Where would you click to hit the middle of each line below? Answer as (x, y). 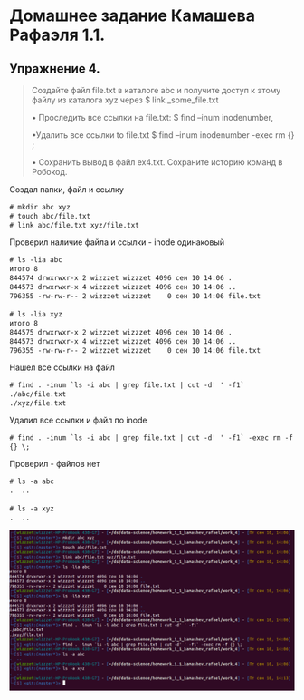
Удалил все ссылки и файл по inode (78, 420)
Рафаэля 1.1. (57, 35)
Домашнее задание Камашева (133, 16)
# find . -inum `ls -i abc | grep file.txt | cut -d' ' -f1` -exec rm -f (152, 438)
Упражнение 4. (55, 68)
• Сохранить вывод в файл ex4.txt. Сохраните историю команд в (157, 162)
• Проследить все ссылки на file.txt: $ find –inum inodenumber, (152, 117)
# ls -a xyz (32, 509)
